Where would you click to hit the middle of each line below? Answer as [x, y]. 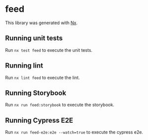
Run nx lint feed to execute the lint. [43, 77]
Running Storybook [36, 93]
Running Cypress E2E [39, 120]
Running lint [24, 66]
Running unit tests [34, 38]
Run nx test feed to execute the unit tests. [49, 50]
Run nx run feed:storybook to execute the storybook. [60, 105]
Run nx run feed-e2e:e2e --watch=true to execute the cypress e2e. [74, 132]
